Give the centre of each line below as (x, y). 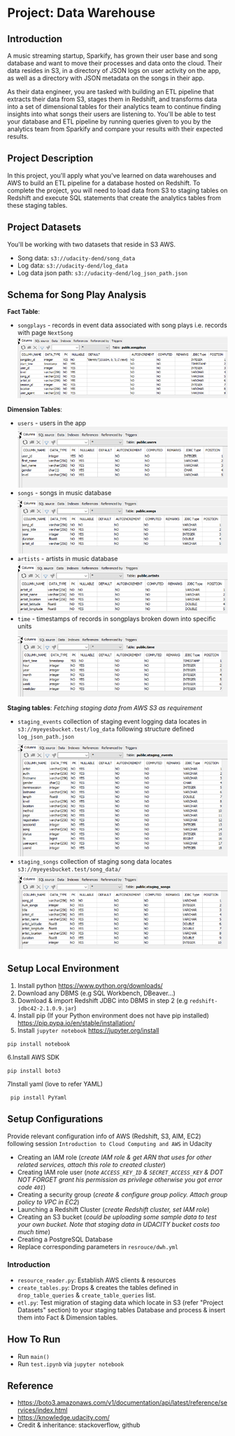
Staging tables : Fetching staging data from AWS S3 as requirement (105, 708)
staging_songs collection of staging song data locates (95, 861)
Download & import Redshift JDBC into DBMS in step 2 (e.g (102, 1000)
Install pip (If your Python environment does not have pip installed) (113, 1015)
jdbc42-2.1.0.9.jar (46, 1008)
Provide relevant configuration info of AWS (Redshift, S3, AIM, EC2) (104, 1136)
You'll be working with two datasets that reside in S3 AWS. (92, 244)
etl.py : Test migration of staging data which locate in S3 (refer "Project (120, 1302)
